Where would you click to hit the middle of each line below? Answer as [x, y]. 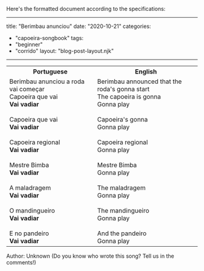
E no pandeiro [29, 233]
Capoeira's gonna [122, 119]
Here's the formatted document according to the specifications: [86, 9]
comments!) [21, 262]
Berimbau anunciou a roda [47, 81]
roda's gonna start [123, 89]
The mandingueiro [123, 211]
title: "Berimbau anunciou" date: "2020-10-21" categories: [79, 26]
